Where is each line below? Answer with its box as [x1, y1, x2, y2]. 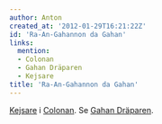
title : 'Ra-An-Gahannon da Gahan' [9, 80, 139, 89]
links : [9, 38, 34, 48]
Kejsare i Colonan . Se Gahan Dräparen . [9, 104, 154, 115]
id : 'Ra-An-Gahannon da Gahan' [9, 30, 127, 39]
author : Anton [9, 13, 63, 22]
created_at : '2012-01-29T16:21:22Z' [9, 22, 147, 31]
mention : [17, 47, 50, 56]
